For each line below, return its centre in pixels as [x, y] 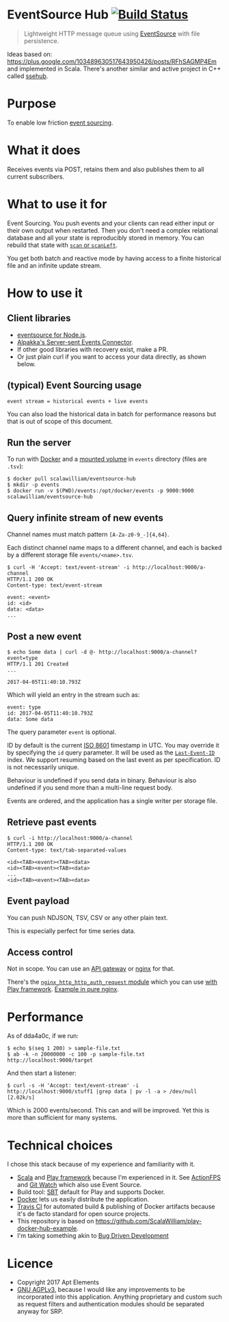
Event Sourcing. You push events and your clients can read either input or [111, 223]
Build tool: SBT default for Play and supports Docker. [91, 1192]
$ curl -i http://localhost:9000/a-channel [70, 838]
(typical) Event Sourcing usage [75, 386]
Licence [30, 1263]
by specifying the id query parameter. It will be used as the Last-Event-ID [111, 752]
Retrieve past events [52, 823]
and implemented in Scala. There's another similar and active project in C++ [114, 68]
